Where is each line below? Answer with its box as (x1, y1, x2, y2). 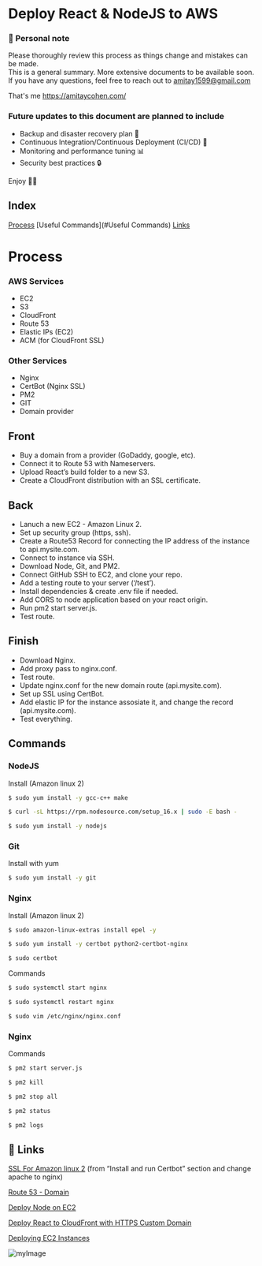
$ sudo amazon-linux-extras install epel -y (8, 926, 157, 934)
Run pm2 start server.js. (19, 603, 98, 612)
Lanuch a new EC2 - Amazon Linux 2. (19, 520, 142, 528)
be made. (8, 59, 39, 69)
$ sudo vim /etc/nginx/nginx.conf (8, 1012, 122, 1020)
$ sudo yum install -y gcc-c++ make (8, 794, 128, 801)
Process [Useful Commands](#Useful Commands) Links (8, 220, 190, 230)
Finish (8, 634, 39, 648)
